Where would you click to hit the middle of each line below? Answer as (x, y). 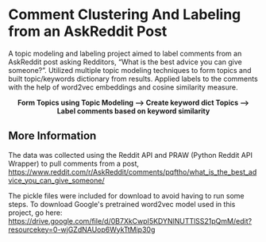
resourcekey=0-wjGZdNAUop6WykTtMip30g (82, 229)
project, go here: (35, 213)
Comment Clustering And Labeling (125, 15)
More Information (52, 136)
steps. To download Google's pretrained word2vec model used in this (122, 204)
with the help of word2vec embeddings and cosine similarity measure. (123, 87)
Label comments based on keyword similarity (133, 111)
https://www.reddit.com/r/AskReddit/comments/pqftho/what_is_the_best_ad (133, 171)
